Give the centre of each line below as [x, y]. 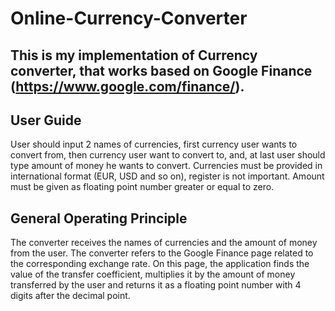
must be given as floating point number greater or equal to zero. [142, 187]
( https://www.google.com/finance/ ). [127, 86]
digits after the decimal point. [70, 296]
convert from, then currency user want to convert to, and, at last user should [168, 155]
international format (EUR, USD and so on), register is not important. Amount [167, 176]
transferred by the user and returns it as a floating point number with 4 [156, 285]
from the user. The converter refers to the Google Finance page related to [162, 253]
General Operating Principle [99, 218]
